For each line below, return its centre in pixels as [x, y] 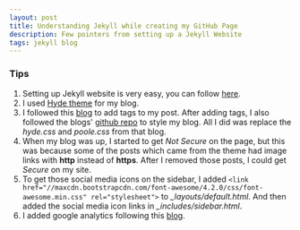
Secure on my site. [57, 169]
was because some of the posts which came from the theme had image [154, 150]
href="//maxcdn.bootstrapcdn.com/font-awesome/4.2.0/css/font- [143, 187]
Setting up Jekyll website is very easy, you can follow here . [131, 93]
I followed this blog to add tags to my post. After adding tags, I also [146, 112]
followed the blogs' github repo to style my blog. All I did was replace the [157, 122]
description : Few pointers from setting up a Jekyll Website [126, 34]
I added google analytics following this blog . [103, 215]
